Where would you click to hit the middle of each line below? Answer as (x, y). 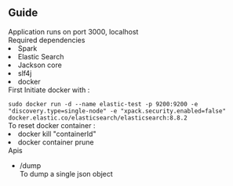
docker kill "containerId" (57, 134)
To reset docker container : (52, 125)
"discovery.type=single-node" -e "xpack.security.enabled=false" (117, 111)
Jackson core (40, 65)
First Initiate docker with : (49, 90)
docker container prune (56, 142)
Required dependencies (47, 40)
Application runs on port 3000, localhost (73, 31)
